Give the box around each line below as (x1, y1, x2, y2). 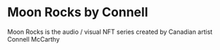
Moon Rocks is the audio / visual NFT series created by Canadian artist (7, 27, 213, 36)
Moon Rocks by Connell (7, 4, 148, 20)
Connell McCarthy (7, 35, 60, 43)
